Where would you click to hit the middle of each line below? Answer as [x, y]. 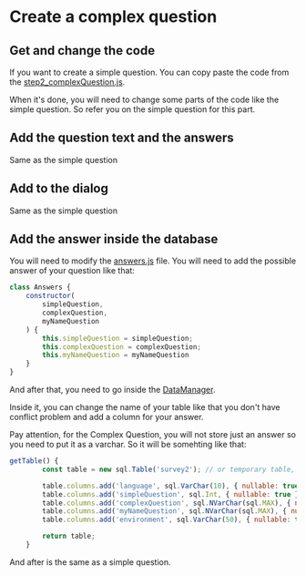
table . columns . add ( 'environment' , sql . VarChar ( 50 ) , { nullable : [167, 520]
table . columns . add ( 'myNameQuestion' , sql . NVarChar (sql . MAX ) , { [164, 511]
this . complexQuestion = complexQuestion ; [122, 347]
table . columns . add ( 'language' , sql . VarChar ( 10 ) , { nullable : [161, 486]
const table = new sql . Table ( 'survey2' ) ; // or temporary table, [169, 469]
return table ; [69, 536]
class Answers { [40, 288]
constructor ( [51, 296]
